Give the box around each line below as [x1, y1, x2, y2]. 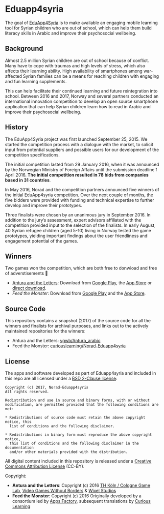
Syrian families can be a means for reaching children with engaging [23, 73, 159, 79]
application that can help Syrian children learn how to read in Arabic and [5, 103, 151, 109]
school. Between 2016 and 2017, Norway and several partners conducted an [5, 93, 159, 99]
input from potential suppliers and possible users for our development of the [5, 147, 159, 152]
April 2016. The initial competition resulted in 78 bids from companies [5, 172, 149, 178]
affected [5, 73, 22, 79]
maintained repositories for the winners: [5, 328, 86, 334]
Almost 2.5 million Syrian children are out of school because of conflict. [5, 58, 149, 63]
